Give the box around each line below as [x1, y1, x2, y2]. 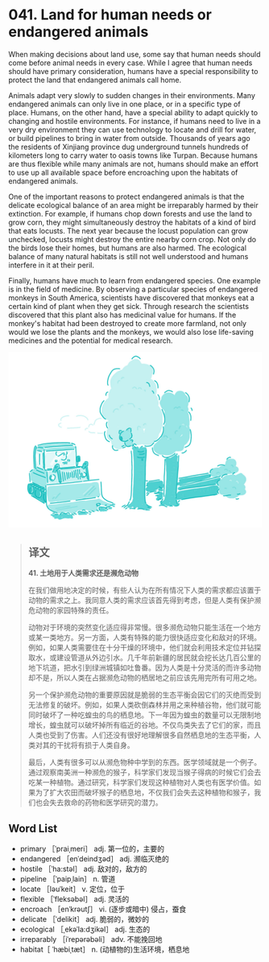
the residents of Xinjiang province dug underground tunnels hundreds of [8, 142, 249, 151]
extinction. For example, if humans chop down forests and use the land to [8, 209, 252, 218]
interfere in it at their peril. [8, 260, 95, 270]
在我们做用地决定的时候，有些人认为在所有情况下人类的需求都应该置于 [27, 585, 262, 595]
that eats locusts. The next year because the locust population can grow [8, 225, 248, 235]
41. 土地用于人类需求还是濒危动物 [27, 568, 139, 578]
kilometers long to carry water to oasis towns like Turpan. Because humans [8, 151, 258, 160]
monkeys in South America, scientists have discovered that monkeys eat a [8, 292, 255, 303]
